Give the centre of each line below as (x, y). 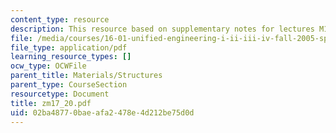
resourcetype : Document (60, 94)
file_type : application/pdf (69, 47)
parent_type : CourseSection (69, 85)
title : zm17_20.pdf (51, 103)
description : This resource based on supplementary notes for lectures (162, 29)
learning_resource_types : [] (71, 57)
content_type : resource (60, 19)
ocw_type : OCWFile (48, 66)
